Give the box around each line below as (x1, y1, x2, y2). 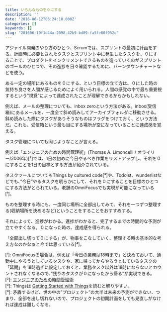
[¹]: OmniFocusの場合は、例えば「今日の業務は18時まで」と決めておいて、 (5, 252, 157, 258)
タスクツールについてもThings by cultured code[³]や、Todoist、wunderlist (5, 172, 158, 178)
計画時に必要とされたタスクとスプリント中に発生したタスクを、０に (13, 51, 154, 57)
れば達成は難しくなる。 (5, 302, 53, 308)
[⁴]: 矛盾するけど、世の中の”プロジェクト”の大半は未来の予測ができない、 (5, 289, 156, 295)
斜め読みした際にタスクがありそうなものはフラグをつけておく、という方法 (5, 115, 158, 121)
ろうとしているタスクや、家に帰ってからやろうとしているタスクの (22, 258, 158, 264)
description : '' (5, 12, 39, 17)
